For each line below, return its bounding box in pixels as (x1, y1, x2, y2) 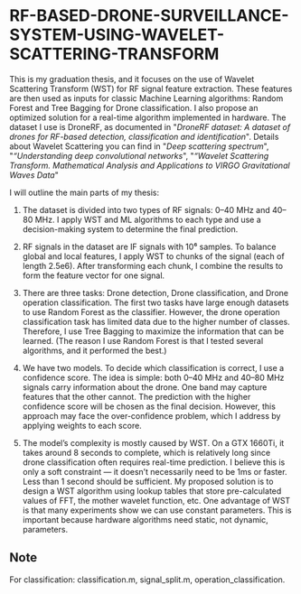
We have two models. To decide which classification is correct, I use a (22, 362, 285, 373)
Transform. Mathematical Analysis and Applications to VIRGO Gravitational (9, 160, 291, 171)
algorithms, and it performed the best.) (22, 345, 167, 356)
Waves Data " (9, 169, 59, 181)
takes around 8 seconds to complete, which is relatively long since (22, 447, 271, 458)
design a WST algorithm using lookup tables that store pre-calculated (22, 485, 282, 497)
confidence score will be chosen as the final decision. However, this (22, 401, 276, 412)
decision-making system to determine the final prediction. (22, 223, 239, 235)
